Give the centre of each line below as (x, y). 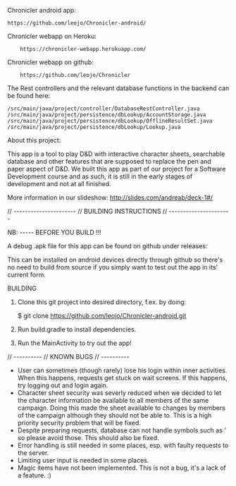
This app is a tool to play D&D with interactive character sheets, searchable (116, 154)
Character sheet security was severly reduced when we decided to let (119, 393)
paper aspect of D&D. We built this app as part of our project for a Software (117, 169)
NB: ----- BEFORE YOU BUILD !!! (55, 232)
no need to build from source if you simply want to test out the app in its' (113, 267)
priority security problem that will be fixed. (79, 423)
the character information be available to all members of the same (113, 400)
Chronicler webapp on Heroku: (52, 36)
